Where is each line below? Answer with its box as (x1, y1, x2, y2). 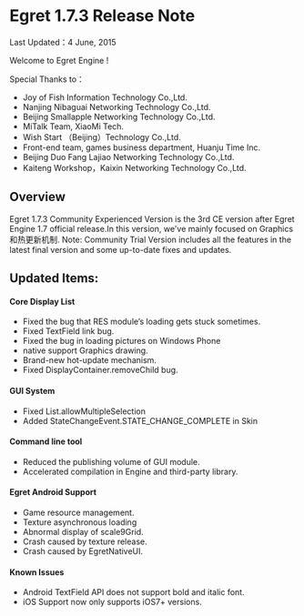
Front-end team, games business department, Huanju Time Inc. (22, 142, 261, 153)
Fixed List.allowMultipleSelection (22, 406, 146, 417)
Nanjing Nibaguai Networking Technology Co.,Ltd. (22, 101, 211, 112)
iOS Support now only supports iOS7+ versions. (22, 597, 202, 608)
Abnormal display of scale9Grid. (22, 526, 144, 537)
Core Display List (9, 296, 76, 307)
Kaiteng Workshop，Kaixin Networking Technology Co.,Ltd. (22, 162, 248, 173)
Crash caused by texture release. (22, 536, 147, 547)
